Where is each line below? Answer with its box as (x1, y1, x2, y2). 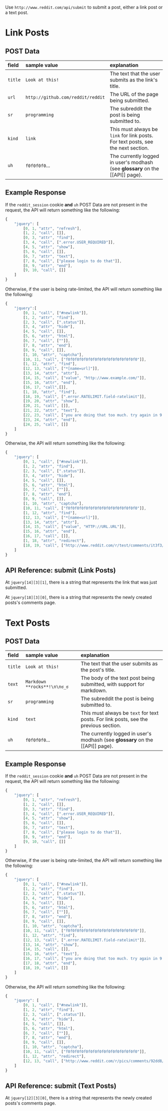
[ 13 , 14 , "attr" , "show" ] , (23, 942, 79, 947)
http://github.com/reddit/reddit (25, 94, 105, 100)
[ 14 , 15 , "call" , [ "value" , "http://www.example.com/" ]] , (23, 375, 146, 380)
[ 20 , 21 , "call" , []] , (23, 403, 70, 408)
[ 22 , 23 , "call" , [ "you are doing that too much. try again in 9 (23, 412, 162, 418)
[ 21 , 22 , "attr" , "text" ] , (23, 408, 79, 413)
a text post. (5, 9, 28, 15)
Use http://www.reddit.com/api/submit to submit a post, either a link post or (5, 4, 163, 10)
